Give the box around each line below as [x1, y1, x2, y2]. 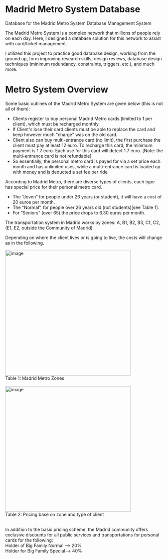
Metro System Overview [5, 84, 109, 95]
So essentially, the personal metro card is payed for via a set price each [12, 158, 161, 164]
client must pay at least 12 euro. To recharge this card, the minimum [12, 142, 153, 148]
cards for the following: [5, 537, 54, 543]
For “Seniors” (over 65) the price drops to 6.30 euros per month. [12, 209, 145, 215]
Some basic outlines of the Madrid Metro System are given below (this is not [5, 100, 163, 106]
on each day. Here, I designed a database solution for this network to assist [5, 35, 161, 41]
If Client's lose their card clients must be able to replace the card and [12, 126, 155, 132]
